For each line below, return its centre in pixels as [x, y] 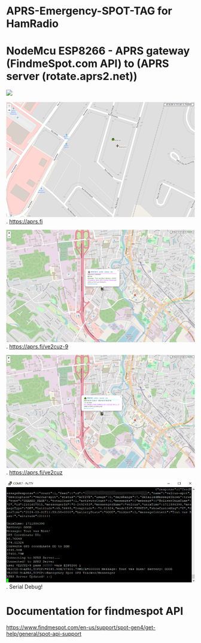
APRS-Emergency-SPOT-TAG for [89, 11]
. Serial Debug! [25, 587]
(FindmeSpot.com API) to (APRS [88, 64]
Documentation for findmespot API [95, 611]
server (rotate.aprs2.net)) [72, 76]
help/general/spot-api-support [44, 634]
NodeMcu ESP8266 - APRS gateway [98, 51]
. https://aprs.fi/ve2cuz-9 [37, 346]
